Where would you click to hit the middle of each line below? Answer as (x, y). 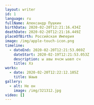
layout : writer (20, 9)
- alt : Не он (22, 86)
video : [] (15, 95)
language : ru (18, 18)
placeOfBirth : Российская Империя (40, 37)
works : (12, 68)
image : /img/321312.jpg (38, 90)
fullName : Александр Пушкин (33, 23)
